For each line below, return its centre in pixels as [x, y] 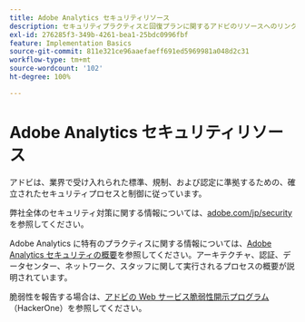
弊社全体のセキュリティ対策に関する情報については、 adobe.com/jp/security [151, 212]
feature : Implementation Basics [70, 43]
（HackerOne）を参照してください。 [78, 307]
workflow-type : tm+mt [50, 60]
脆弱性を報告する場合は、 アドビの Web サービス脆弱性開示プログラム [139, 297]
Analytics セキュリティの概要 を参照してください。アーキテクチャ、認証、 [146, 254]
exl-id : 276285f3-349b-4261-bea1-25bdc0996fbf [99, 34]
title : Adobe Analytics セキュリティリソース [90, 18]
